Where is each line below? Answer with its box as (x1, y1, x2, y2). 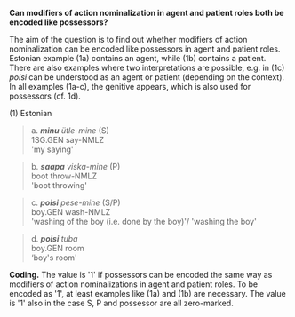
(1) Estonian (9, 108, 52, 118)
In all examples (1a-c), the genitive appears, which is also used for (9, 82, 251, 91)
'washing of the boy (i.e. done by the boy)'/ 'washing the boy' (30, 217, 258, 226)
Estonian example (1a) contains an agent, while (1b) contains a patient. (9, 53, 267, 63)
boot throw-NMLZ (30, 170, 98, 181)
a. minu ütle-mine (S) (30, 125, 109, 136)
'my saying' (30, 144, 74, 155)
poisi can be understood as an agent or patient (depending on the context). (9, 72, 285, 83)
